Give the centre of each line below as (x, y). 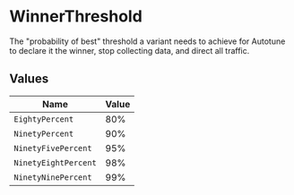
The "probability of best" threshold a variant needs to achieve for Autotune (147, 41)
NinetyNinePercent (53, 177)
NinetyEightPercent (55, 162)
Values (29, 79)
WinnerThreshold (76, 17)
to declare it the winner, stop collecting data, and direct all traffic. (130, 50)
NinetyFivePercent (53, 148)
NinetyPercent (44, 133)
